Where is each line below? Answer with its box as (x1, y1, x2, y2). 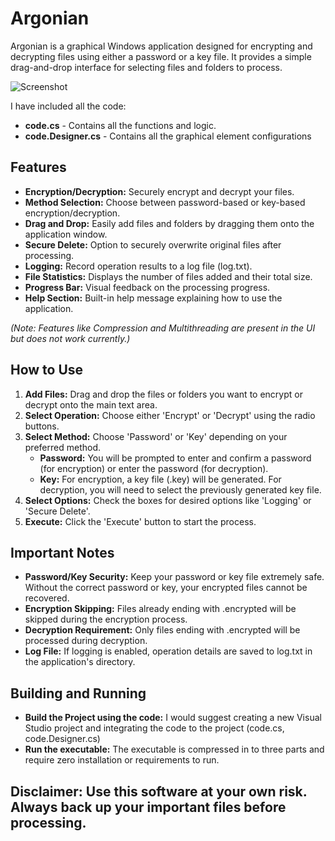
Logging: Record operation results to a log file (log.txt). (24, 260, 253, 272)
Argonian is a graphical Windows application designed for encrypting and (10, 40, 313, 52)
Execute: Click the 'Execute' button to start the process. (24, 515, 257, 527)
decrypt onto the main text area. (24, 398, 158, 411)
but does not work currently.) (10, 332, 131, 344)
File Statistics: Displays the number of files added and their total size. (24, 270, 313, 282)
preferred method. (24, 441, 101, 453)
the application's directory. (24, 656, 136, 668)
